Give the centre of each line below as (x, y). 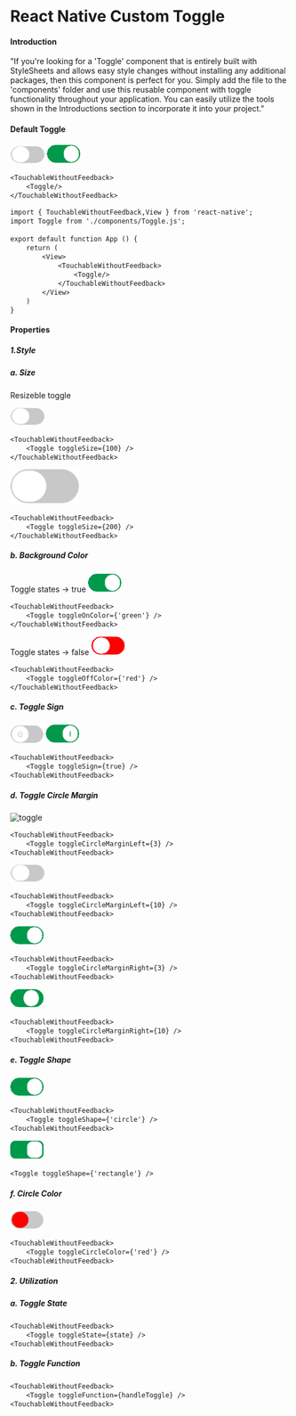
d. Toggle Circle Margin (54, 796)
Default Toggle (38, 129)
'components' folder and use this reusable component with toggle (131, 90)
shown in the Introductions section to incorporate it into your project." (137, 109)
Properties (30, 330)
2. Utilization (34, 1281)
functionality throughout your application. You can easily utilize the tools (142, 99)
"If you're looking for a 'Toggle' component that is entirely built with (134, 61)
